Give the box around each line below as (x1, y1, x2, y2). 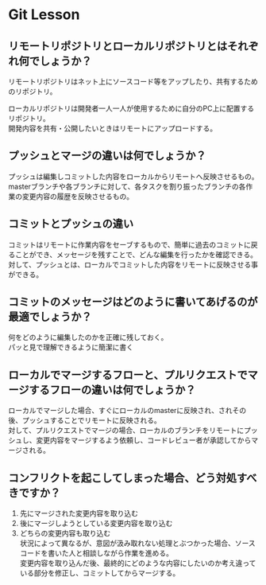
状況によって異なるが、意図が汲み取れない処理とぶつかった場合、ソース (19, 539, 256, 548)
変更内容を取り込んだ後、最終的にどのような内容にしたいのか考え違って (19, 559, 256, 568)
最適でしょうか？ (8, 310, 92, 324)
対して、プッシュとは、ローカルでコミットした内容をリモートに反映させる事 (8, 259, 258, 269)
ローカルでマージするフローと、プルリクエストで (8, 368, 248, 381)
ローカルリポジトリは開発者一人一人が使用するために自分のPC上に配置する (8, 103, 255, 113)
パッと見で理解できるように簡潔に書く (8, 342, 133, 352)
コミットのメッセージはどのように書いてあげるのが (8, 295, 258, 309)
